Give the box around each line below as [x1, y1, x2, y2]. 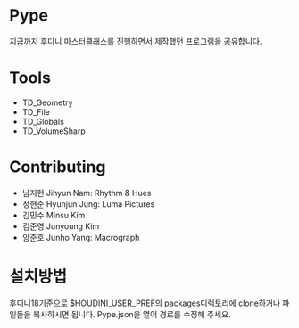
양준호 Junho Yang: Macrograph [21, 232, 140, 242]
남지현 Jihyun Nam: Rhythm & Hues [21, 187, 152, 198]
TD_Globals [21, 116, 64, 127]
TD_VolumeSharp [21, 126, 87, 136]
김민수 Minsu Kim [21, 209, 86, 220]
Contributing [9, 157, 106, 177]
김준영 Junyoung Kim [21, 220, 100, 232]
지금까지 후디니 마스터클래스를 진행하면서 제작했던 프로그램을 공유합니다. [9, 36, 262, 46]
